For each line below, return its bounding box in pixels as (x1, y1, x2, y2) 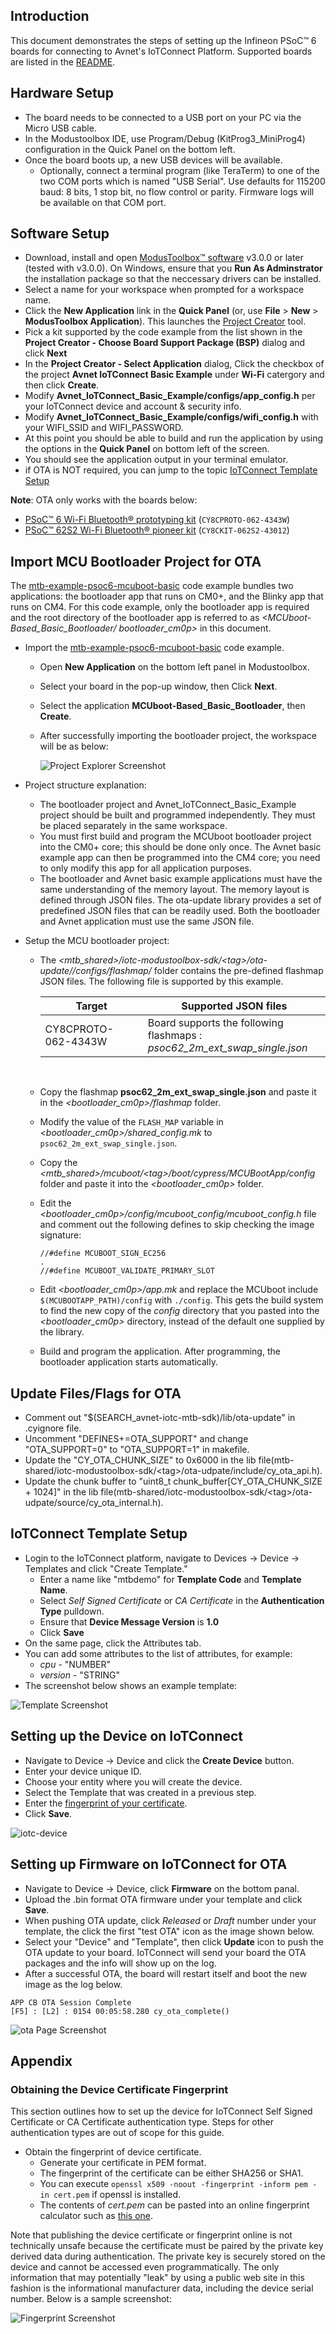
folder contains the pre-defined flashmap (153, 965, 324, 977)
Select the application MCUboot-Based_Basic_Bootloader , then (39, 700, 306, 712)
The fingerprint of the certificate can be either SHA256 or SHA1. (39, 2167, 304, 2179)
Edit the (39, 1197, 72, 1209)
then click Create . (24, 379, 100, 391)
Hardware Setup (10, 85, 114, 102)
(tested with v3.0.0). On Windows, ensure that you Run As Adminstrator (24, 262, 323, 274)
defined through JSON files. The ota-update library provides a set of (39, 894, 322, 906)
